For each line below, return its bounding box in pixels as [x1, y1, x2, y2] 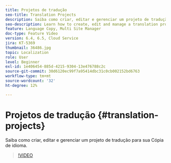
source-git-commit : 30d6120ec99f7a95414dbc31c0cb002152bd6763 [5, 69, 140, 74]
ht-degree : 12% [5, 83, 38, 88]
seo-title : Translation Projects [5, 12, 76, 17]
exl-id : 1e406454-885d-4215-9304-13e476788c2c [5, 64, 106, 69]
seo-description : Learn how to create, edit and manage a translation [5, 21, 158, 27]
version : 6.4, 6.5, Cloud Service [5, 36, 79, 41]
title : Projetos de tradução [5, 7, 67, 13]
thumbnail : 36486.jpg [5, 45, 51, 50]
